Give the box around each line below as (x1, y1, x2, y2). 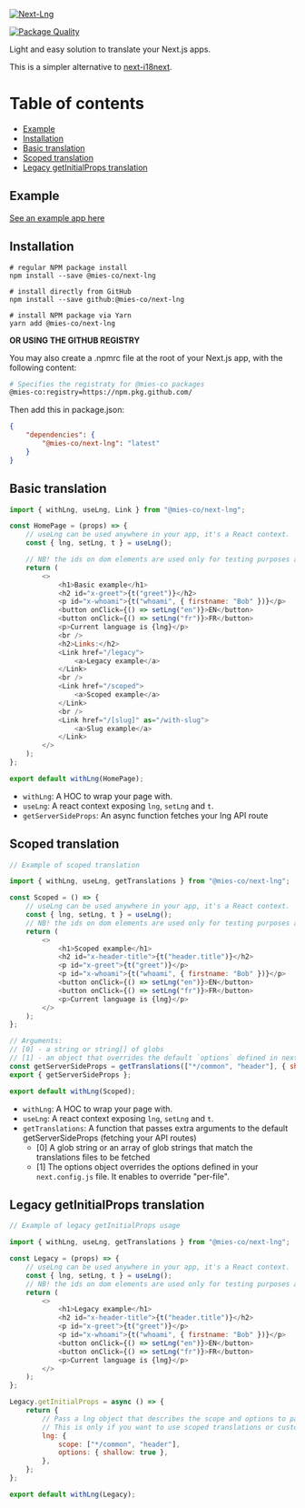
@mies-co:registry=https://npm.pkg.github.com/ (9, 387, 193, 397)
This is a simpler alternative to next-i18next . (9, 62, 172, 72)
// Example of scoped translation (9, 860, 141, 870)
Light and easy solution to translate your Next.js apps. (9, 44, 212, 55)
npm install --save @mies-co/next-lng (9, 271, 156, 280)
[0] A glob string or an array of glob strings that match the (35, 1141, 253, 1152)
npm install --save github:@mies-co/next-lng (9, 295, 184, 304)
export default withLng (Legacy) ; (9, 1490, 136, 1499)
